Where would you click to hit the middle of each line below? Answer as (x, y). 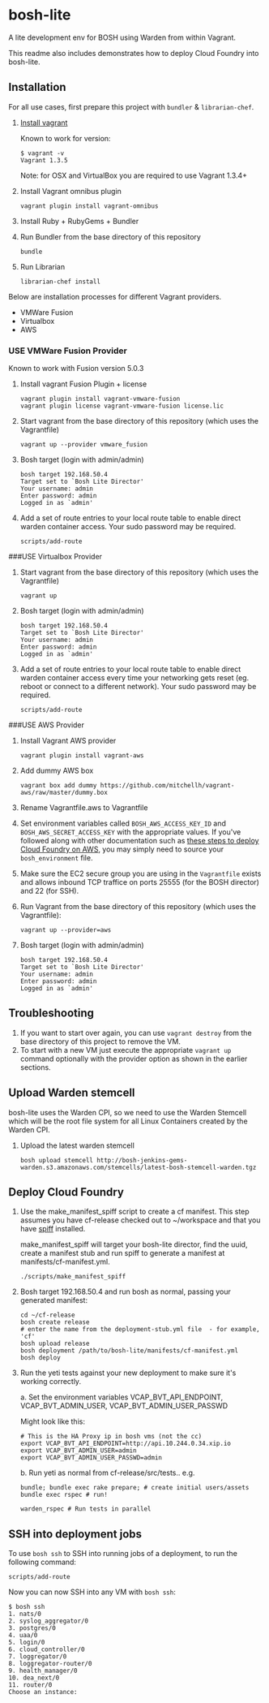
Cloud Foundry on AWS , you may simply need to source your (122, 849)
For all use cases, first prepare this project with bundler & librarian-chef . (131, 106)
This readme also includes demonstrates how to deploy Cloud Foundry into (134, 53)
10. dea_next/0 (34, 1678)
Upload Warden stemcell (72, 1093)
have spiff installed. (53, 1229)
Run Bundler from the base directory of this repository (110, 236)
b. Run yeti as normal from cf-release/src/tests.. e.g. (107, 1473)
